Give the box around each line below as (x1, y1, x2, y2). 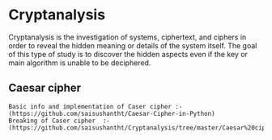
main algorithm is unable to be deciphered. (8, 58, 151, 68)
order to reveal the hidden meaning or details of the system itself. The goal (8, 40, 257, 50)
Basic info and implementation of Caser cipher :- (8, 102, 183, 110)
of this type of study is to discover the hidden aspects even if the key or (8, 49, 249, 59)
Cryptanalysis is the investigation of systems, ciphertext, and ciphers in (8, 32, 247, 42)
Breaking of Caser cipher (8, 117, 96, 125)
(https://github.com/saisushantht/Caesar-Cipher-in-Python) (8, 109, 216, 117)
